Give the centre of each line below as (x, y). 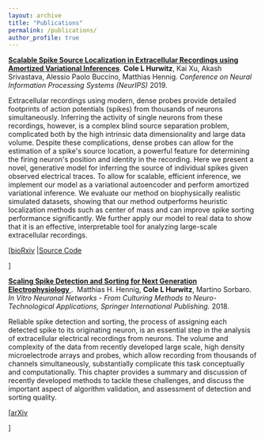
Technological (31, 306)
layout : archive (35, 15)
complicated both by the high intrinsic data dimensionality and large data (127, 135)
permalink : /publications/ (53, 30)
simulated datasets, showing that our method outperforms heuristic (118, 202)
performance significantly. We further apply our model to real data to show (130, 218)
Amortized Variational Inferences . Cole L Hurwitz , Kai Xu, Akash (115, 69)
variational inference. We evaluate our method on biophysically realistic (125, 193)
